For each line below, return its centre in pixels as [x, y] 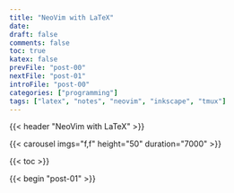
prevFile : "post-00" [48, 68]
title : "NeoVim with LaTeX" [62, 18]
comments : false [39, 43]
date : [19, 26]
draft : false [34, 34]
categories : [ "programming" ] [64, 92]
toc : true [28, 51]
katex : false [34, 59]
